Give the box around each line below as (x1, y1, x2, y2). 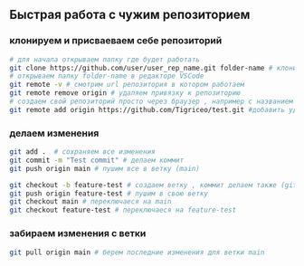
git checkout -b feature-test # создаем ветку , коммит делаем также (9, 180, 278, 189)
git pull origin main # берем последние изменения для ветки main (9, 248, 265, 257)
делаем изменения (9, 127, 100, 139)
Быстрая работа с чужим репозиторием (9, 7, 251, 23)
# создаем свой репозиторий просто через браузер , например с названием (9, 97, 294, 107)
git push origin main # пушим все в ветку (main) (9, 164, 201, 173)
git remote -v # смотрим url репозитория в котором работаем (9, 81, 245, 90)
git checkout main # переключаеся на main (9, 197, 172, 206)
